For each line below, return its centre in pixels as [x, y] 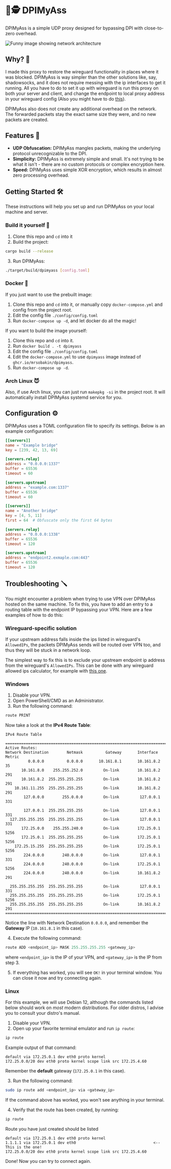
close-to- [154, 28]
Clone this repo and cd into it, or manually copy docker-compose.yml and [88, 304]
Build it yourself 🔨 [27, 225]
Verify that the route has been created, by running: [66, 1110]
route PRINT [18, 715]
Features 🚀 [23, 136]
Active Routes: [21, 748]
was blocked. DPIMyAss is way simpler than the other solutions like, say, [81, 77]
